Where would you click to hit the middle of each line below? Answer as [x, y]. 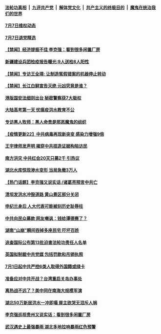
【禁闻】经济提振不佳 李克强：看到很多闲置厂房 [53, 50]
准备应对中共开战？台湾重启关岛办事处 [43, 278]
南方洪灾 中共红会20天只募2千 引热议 [42, 158]
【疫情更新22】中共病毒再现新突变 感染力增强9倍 [55, 134]
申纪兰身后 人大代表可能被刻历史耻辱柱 [44, 206]
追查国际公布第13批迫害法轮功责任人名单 [46, 242]
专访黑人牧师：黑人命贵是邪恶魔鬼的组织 [46, 122]
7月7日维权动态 [20, 26]
